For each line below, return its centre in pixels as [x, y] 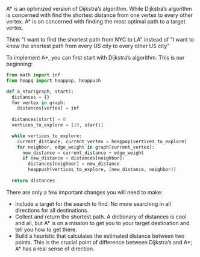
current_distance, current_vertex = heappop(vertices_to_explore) [102, 141]
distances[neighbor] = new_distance [74, 164]
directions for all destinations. [52, 210]
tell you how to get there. [46, 229]
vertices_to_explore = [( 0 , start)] [58, 125]
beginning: [20, 64]
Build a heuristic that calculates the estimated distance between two [100, 236]
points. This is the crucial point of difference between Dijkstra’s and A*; [104, 242]
